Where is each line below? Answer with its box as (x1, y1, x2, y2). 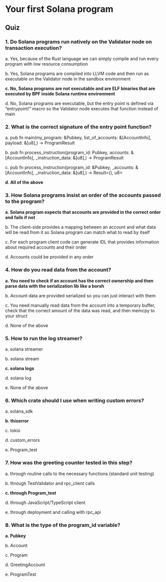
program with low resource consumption (5, 61, 88, 67)
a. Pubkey (5, 533, 26, 539)
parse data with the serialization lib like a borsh (5, 283, 105, 289)
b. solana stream (5, 356, 40, 362)
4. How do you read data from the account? (5, 266, 111, 273)
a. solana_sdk (5, 409, 33, 415)
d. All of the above (5, 179, 44, 185)
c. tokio (5, 427, 21, 433)
